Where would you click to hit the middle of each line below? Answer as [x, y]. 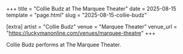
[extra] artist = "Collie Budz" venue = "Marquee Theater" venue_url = [92, 27]
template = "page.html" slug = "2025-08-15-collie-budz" [76, 15]
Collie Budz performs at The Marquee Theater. [64, 45]
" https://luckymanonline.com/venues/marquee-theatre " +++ [81, 33]
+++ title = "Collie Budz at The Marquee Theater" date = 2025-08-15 [91, 9]
